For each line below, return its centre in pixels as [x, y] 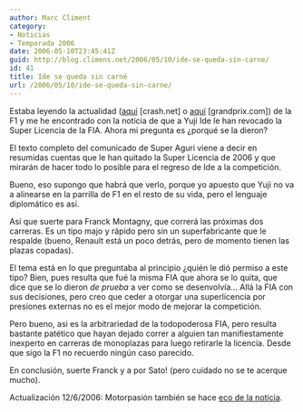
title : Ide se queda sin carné [68, 77]
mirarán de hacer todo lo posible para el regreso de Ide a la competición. [145, 167]
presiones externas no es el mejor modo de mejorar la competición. [136, 306]
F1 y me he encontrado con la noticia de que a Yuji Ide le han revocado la [146, 120]
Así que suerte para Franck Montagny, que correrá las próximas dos [137, 221]
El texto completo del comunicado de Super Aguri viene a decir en [133, 148]
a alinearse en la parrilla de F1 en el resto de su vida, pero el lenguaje [138, 194]
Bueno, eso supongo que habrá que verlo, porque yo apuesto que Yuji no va [152, 184]
